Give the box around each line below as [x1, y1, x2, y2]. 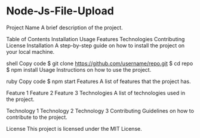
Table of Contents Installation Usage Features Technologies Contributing [6, 35, 185, 42]
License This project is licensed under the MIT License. [6, 125, 142, 132]
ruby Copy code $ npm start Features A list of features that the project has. [6, 78, 191, 85]
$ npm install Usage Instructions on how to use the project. [6, 66, 152, 73]
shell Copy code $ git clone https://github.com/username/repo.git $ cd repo [6, 60, 193, 67]
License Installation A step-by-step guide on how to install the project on [6, 42, 185, 49]
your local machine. [6, 48, 55, 55]
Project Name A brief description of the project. [6, 24, 124, 31]
